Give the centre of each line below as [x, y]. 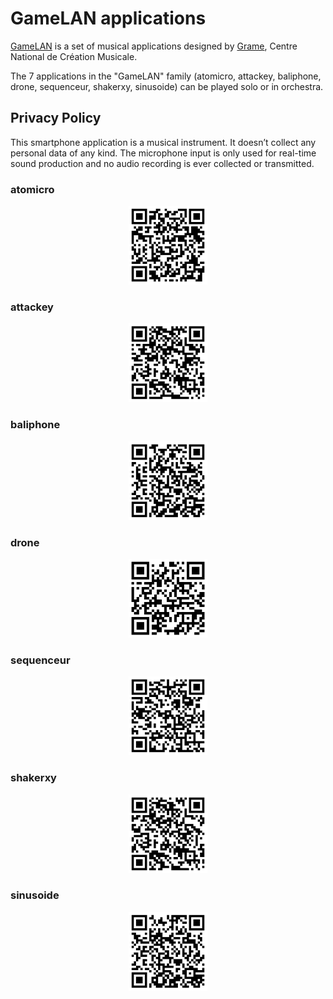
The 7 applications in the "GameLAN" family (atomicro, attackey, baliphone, [166, 76]
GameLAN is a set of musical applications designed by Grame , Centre [154, 46]
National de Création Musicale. [74, 56]
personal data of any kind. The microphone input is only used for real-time [163, 153]
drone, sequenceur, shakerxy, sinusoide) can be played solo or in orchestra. [167, 86]
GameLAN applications [108, 18]
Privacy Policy [56, 118]
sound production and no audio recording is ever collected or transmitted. [162, 163]
